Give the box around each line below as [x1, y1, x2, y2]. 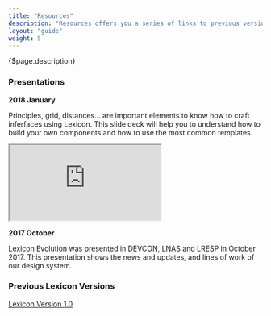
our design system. [8, 260, 73, 270]
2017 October [8, 227, 55, 238]
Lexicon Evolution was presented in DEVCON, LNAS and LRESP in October [8, 243, 256, 253]
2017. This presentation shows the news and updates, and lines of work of [8, 252, 255, 262]
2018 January [8, 94, 56, 105]
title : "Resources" [8, 11, 74, 20]
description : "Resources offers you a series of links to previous [8, 19, 240, 27]
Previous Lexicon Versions [8, 281, 115, 292]
